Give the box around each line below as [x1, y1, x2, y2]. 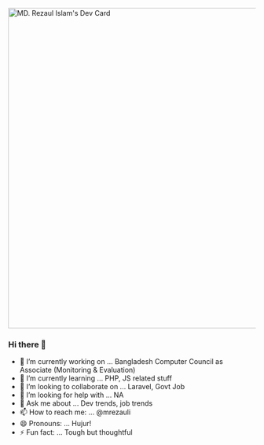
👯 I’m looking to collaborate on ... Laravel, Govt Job [19, 382, 185, 392]
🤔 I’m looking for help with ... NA [19, 390, 124, 400]
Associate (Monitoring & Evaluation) [19, 366, 136, 375]
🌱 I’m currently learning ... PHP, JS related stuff [19, 373, 173, 383]
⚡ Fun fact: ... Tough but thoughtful [19, 428, 133, 437]
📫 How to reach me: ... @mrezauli [19, 407, 131, 417]
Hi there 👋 [8, 339, 47, 350]
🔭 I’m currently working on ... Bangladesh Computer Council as [19, 357, 224, 366]
